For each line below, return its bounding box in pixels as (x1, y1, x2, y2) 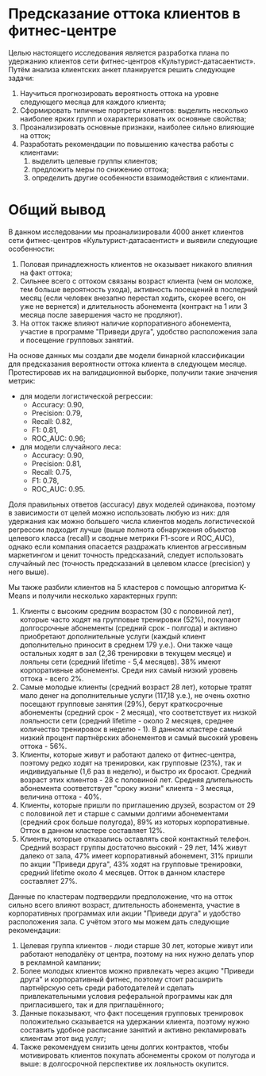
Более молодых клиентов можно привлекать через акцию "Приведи (19, 966, 254, 975)
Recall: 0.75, (31, 467, 72, 476)
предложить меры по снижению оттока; (31, 164, 169, 174)
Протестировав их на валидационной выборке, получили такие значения (8, 367, 258, 377)
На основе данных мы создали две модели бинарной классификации (8, 350, 245, 360)
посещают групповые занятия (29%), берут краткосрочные (19, 699, 224, 708)
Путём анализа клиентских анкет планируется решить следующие (8, 64, 236, 74)
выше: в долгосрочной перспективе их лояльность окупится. (19, 1059, 229, 1068)
